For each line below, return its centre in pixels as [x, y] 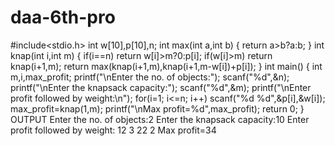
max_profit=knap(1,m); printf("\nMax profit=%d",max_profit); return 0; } [157, 108]
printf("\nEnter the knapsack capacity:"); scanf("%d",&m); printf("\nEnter [161, 87]
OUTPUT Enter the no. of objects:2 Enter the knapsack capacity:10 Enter [160, 119]
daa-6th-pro [63, 17]
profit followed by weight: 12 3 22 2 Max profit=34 [113, 130]
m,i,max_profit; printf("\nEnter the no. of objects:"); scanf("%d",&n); [150, 77]
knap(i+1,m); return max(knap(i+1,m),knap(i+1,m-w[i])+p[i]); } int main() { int [166, 66]
